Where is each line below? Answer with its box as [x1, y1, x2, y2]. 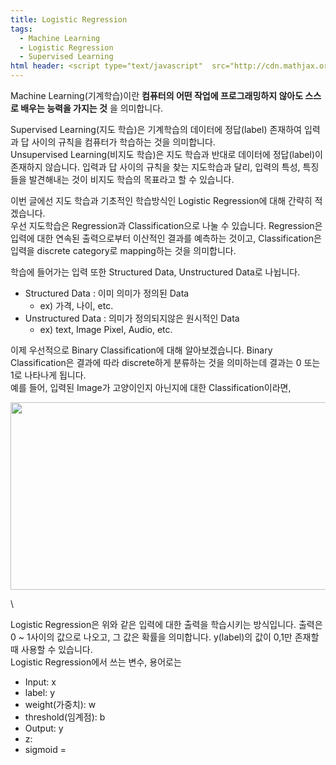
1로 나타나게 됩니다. [10, 369, 87, 381]
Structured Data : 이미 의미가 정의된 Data [24, 287, 190, 299]
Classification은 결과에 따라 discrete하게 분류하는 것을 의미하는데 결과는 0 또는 [10, 357, 321, 368]
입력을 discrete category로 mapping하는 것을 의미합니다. [10, 245, 237, 256]
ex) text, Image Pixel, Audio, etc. [39, 324, 173, 335]
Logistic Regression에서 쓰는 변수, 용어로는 [10, 656, 182, 668]
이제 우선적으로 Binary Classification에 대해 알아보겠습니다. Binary [10, 344, 273, 356]
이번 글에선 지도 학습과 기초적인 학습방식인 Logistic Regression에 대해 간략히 [10, 195, 313, 206]
